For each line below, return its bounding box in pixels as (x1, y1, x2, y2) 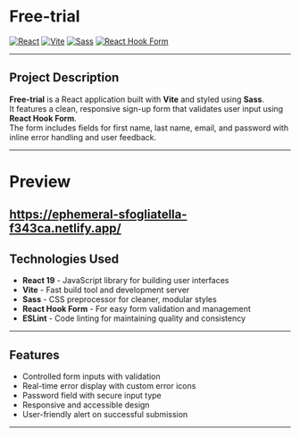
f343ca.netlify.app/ (9, 221, 122, 236)
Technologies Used (9, 251, 119, 266)
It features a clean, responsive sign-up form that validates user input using (9, 103, 284, 113)
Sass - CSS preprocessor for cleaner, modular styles (21, 294, 217, 305)
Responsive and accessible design (21, 399, 150, 410)
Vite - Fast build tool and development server (21, 284, 190, 296)
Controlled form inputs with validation (21, 371, 161, 382)
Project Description (9, 70, 120, 86)
